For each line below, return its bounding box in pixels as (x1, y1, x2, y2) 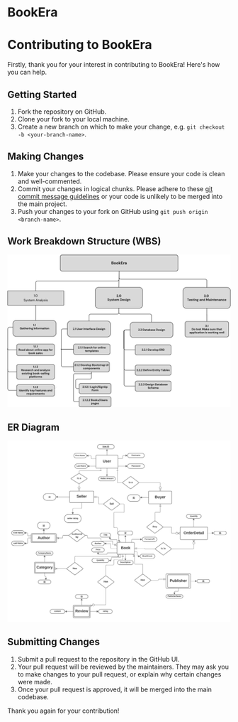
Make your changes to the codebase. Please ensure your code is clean (17, 169, 225, 178)
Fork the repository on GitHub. (17, 107, 107, 116)
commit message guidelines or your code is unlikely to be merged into (17, 192, 223, 200)
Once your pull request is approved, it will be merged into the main (17, 685, 212, 694)
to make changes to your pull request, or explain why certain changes (17, 669, 222, 679)
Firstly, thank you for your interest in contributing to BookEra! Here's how (7, 60, 220, 69)
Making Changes (7, 151, 84, 163)
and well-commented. (17, 177, 82, 185)
